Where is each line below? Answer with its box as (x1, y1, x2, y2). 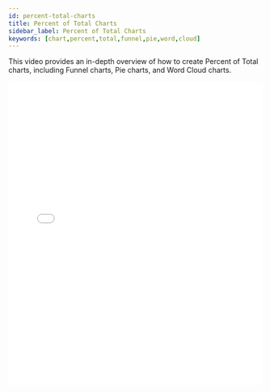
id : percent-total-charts (8, 11, 95, 20)
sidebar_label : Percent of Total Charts (8, 27, 147, 35)
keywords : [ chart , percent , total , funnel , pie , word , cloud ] (8, 34, 200, 43)
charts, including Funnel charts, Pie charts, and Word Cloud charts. (8, 66, 232, 75)
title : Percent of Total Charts (8, 19, 117, 28)
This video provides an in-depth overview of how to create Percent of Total (8, 57, 259, 66)
